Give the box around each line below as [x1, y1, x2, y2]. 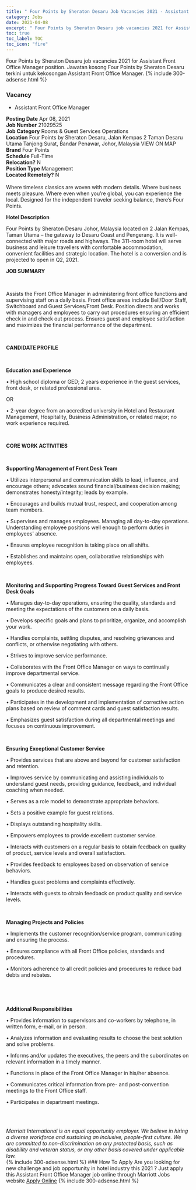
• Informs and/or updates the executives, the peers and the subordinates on [6, 1052, 189, 1059]
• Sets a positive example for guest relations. [6, 809, 114, 816]
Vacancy [6, 90, 32, 98]
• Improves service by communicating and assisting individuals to [6, 774, 164, 781]
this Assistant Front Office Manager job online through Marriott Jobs [6, 1171, 170, 1178]
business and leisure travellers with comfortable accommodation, [6, 244, 163, 251]
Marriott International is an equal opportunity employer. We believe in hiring [6, 1127, 188, 1134]
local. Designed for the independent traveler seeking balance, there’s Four [6, 196, 184, 203]
